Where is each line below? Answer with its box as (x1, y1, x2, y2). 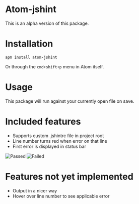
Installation (5, 38, 53, 50)
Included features (5, 116, 81, 127)
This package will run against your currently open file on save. (5, 98, 134, 104)
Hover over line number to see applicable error (12, 193, 110, 199)
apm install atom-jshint (5, 55, 57, 60)
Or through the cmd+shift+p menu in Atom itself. (5, 63, 104, 69)
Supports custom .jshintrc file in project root (12, 133, 104, 139)
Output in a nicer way (12, 187, 57, 193)
